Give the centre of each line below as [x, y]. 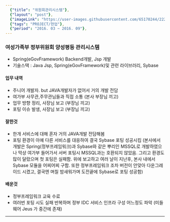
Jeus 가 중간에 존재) [42, 209]
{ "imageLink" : [25, 19]
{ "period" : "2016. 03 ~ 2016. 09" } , [48, 29]
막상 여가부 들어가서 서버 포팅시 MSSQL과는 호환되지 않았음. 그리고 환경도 [91, 152]
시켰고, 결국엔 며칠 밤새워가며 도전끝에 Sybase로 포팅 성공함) [82, 172]
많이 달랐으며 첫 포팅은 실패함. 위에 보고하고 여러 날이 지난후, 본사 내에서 [84, 159]
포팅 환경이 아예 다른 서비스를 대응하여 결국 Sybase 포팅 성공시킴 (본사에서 [87, 140]
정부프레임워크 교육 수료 [36, 196]
